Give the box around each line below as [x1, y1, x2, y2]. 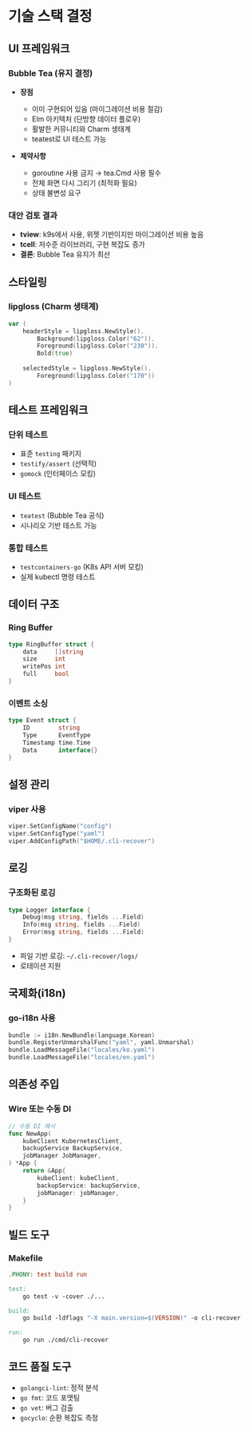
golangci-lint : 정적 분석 [19, 1383, 99, 1392]
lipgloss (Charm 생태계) [8, 301, 100, 312]
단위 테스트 [8, 429, 49, 440]
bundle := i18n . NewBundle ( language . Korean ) [8, 1031, 156, 1039]
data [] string [22, 648, 84, 656]
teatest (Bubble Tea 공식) [19, 510, 105, 520]
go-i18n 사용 [8, 1012, 56, 1023]
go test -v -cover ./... [22, 1292, 105, 1301]
